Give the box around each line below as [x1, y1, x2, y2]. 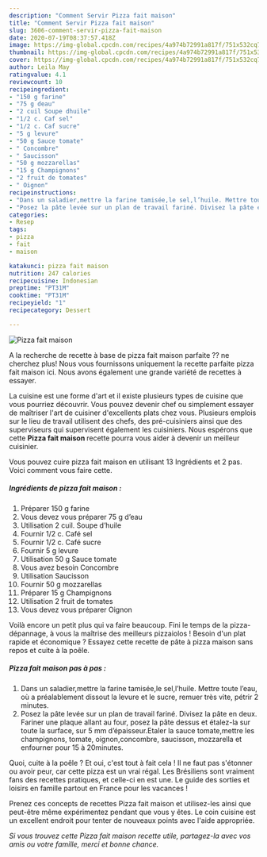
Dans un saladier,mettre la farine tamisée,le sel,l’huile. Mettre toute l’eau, [20, 683, 258, 693]
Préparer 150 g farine [20, 503, 90, 513]
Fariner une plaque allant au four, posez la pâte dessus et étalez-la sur [20, 717, 251, 727]
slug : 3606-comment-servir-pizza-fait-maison [9, 26, 162, 34]
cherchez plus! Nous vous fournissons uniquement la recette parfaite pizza [9, 359, 254, 368]
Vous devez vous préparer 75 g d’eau [20, 512, 143, 521]
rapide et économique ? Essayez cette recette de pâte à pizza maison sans [9, 636, 254, 647]
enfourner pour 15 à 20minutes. [20, 743, 124, 752]
